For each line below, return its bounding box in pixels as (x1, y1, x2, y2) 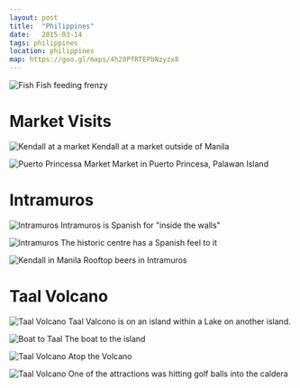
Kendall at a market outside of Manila (91, 140, 230, 151)
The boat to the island (64, 333, 146, 344)
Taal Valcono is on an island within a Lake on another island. (68, 316, 291, 327)
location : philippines (9, 47, 95, 56)
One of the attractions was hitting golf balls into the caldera (68, 368, 288, 379)
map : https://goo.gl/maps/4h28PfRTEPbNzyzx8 (9, 55, 179, 64)
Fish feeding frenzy (35, 80, 108, 90)
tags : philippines (9, 38, 78, 48)
